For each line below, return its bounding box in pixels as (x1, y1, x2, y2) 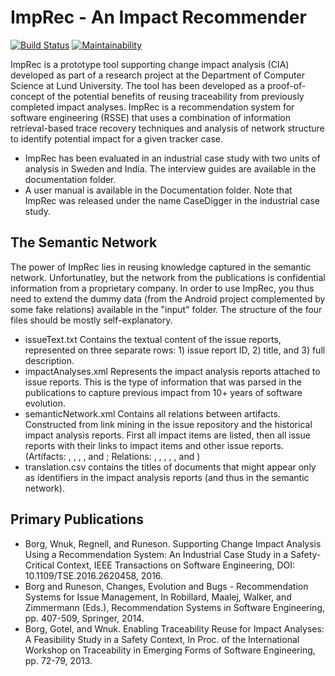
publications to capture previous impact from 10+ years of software (24, 386, 303, 398)
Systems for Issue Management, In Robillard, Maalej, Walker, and (24, 591, 292, 603)
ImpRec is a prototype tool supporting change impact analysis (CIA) (10, 58, 290, 70)
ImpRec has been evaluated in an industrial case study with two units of (24, 152, 321, 164)
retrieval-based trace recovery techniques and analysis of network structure (10, 122, 325, 134)
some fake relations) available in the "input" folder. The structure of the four (10, 303, 323, 315)
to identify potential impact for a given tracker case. (10, 132, 224, 145)
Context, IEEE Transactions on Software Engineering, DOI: (56, 559, 295, 571)
